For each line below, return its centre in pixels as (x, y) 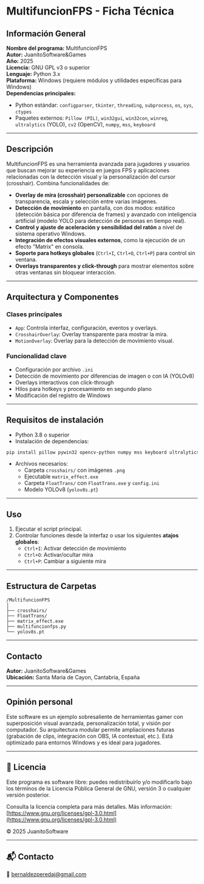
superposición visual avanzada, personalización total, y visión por (89, 723)
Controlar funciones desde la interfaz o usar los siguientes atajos (97, 535)
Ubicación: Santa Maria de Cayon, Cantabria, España (73, 677)
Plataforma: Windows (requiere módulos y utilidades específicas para (94, 80)
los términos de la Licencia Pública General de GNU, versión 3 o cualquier (99, 788)
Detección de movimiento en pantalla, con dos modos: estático (95, 208)
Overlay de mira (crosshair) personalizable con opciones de (92, 195)
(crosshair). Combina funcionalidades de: (58, 183)
